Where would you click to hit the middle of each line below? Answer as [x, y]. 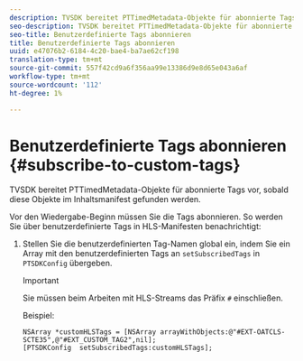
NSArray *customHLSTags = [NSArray [89, 332]
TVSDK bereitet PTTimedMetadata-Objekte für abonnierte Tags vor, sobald [149, 190]
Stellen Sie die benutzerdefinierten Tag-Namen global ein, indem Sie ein [156, 244]
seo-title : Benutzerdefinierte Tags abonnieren [101, 34]
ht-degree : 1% [36, 93]
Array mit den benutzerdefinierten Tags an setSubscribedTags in [141, 254]
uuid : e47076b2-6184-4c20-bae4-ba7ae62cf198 [94, 51]
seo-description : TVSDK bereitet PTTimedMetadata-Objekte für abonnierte [151, 26]
